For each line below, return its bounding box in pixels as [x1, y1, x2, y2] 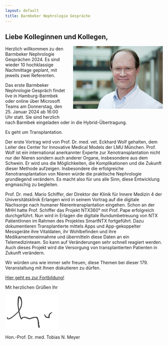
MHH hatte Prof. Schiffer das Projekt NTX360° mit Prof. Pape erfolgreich [5, 207, 154, 213]
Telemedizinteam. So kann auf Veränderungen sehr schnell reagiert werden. [5, 239, 162, 245]
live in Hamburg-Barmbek [5, 93, 58, 99]
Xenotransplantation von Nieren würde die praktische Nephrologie [5, 171, 141, 177]
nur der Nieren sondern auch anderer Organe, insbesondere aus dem [5, 155, 148, 161]
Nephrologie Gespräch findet [5, 88, 65, 94]
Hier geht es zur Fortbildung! [5, 275, 64, 281]
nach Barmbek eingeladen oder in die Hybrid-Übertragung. [5, 119, 127, 125]
